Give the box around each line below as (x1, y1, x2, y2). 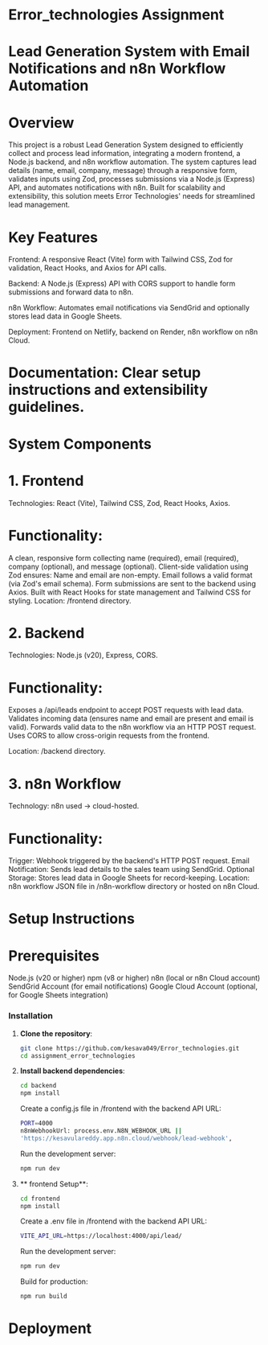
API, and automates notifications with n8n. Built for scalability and (8, 183, 226, 192)
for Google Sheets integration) (8, 990, 108, 1000)
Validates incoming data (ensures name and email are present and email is (8, 714, 254, 723)
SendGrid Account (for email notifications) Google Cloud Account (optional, (8, 981, 258, 991)
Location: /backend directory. (8, 747, 106, 756)
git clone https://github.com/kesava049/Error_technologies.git (19, 1044, 240, 1052)
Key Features (8, 228, 99, 246)
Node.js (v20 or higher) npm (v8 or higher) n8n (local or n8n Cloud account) (8, 973, 261, 983)
